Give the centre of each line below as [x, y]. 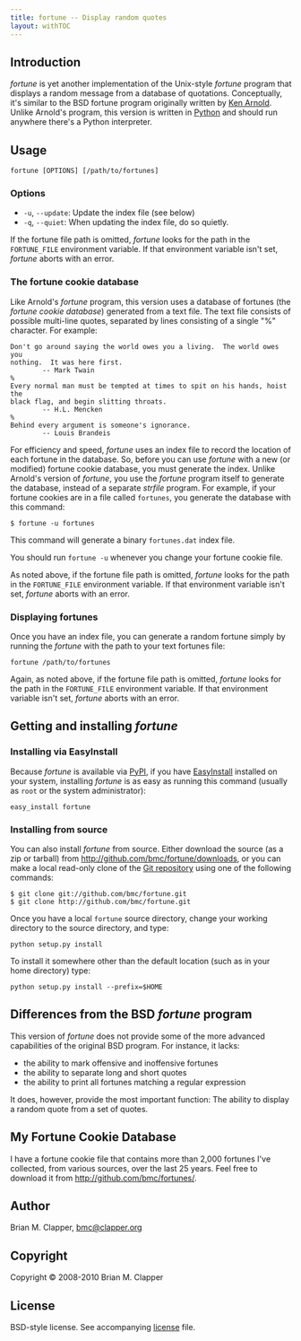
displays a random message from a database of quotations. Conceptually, [146, 93]
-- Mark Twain [69, 370]
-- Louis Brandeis [77, 433]
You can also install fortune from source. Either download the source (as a [147, 849]
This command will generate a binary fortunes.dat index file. [123, 540]
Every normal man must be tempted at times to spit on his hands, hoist [149, 386]
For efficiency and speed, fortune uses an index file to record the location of [151, 449]
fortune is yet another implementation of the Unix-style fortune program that [151, 84]
